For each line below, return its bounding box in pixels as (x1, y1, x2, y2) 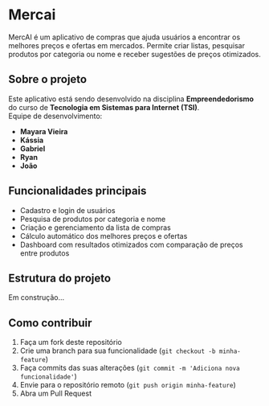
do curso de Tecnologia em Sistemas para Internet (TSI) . (8, 102, 200, 112)
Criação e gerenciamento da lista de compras (19, 223, 171, 232)
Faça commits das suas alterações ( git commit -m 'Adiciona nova (19, 363, 240, 373)
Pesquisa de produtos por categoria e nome (19, 214, 166, 224)
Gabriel (19, 143, 46, 154)
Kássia (19, 135, 44, 145)
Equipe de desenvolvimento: (8, 111, 103, 121)
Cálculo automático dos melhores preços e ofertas (19, 231, 188, 240)
